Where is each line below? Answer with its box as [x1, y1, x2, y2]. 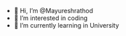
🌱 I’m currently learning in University [13, 21, 120, 29]
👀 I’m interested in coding [13, 14, 88, 22]
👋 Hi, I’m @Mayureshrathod [13, 7, 93, 15]
